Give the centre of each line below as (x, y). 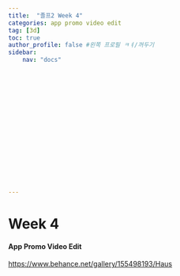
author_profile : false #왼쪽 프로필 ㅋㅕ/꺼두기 (81, 45)
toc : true (24, 38)
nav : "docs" (42, 60)
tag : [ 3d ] (24, 30)
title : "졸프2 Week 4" (45, 15)
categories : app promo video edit (65, 23)
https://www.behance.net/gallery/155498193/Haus (90, 264)
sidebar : (22, 52)
